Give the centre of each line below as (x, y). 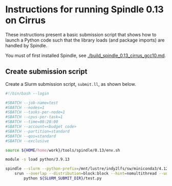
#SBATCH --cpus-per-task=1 (34, 117)
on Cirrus (26, 20)
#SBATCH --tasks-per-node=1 (35, 112)
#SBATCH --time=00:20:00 (32, 122)
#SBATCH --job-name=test (32, 103)
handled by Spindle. (26, 45)
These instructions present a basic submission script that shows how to (81, 34)
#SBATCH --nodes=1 (25, 107)
